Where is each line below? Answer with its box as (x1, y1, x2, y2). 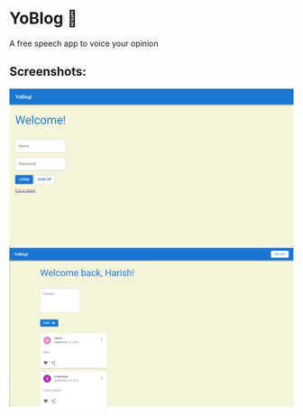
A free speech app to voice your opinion (9, 38, 159, 49)
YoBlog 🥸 (9, 8, 78, 29)
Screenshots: (9, 64, 87, 79)
